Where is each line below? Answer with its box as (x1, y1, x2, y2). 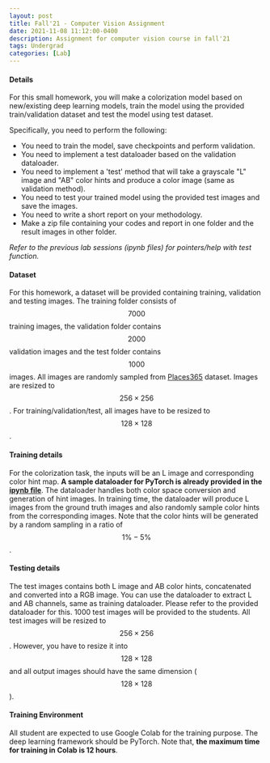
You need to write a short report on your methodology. (20, 210, 203, 219)
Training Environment (9, 710, 84, 720)
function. (9, 252, 40, 261)
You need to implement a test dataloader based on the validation (20, 150, 237, 159)
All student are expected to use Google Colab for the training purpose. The (9, 728, 258, 738)
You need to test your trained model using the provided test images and (20, 193, 260, 202)
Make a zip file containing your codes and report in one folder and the (20, 218, 254, 228)
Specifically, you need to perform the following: (9, 125, 167, 135)
